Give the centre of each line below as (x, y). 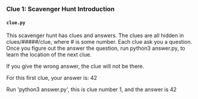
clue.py (16, 23)
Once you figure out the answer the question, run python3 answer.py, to (96, 48)
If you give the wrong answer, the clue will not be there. (75, 66)
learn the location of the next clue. (49, 55)
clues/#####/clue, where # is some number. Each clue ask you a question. (99, 42)
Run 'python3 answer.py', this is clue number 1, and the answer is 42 (91, 89)
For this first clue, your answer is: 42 (52, 78)
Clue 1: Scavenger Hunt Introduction (60, 9)
